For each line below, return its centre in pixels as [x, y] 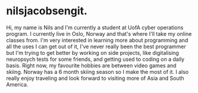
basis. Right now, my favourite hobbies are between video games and [91, 65]
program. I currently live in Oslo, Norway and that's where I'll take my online [99, 33]
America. [17, 84]
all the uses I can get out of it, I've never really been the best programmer [96, 46]
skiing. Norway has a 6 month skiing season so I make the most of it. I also [98, 72]
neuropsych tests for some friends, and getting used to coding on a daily [95, 59]
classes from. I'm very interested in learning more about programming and [97, 40]
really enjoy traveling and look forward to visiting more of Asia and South [95, 78]
